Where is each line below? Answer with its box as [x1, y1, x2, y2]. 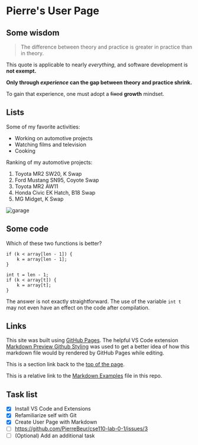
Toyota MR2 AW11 [14, 182, 59, 190]
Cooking [14, 147, 35, 154]
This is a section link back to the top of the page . [6, 361, 125, 368]
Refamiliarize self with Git [14, 412, 77, 419]
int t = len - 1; [6, 272, 49, 278]
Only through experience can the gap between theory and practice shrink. [6, 79, 192, 86]
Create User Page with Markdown [14, 418, 98, 425]
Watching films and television [14, 141, 87, 148]
